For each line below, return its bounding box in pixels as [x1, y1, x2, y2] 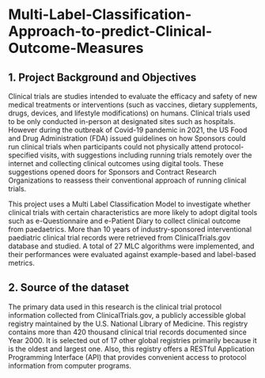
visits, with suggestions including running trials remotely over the [40, 150, 252, 160]
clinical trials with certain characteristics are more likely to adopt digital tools [8, 208, 258, 217]
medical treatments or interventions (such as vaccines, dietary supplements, [8, 100, 258, 109]
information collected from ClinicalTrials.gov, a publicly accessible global [8, 310, 246, 319]
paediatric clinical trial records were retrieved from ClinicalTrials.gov [8, 233, 231, 242]
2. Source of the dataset [8, 281, 130, 294]
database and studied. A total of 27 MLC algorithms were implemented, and [8, 241, 255, 251]
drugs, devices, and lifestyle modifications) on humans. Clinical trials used [8, 108, 251, 118]
